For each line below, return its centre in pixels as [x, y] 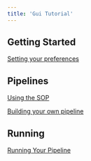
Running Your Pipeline [39, 150]
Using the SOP [28, 98]
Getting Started [42, 42]
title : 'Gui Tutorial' [40, 14]
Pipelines [28, 81]
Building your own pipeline [45, 111]
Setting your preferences [43, 59]
